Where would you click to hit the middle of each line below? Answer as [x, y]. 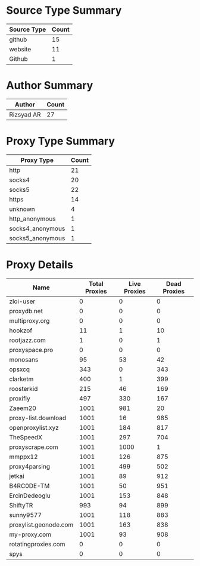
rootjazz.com [27, 340]
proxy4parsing [30, 466]
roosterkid [24, 388]
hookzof [21, 331]
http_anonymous [32, 219]
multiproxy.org [29, 320]
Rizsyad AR [25, 114]
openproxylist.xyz [34, 427]
